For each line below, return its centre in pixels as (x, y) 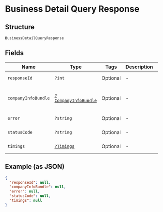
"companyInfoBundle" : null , (38, 187)
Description (139, 67)
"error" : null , (25, 192)
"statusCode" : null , (30, 196)
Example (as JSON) (35, 167)
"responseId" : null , (30, 182)
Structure (20, 27)
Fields (15, 53)
